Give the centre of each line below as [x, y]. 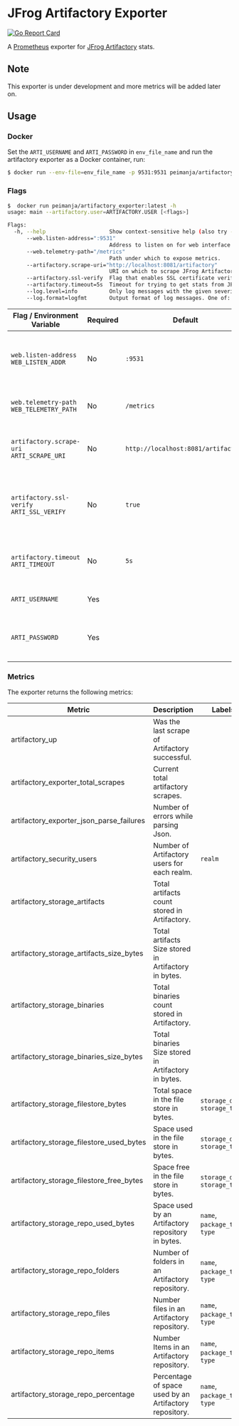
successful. [172, 758]
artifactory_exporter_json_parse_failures [78, 821]
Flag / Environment [46, 315]
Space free [171, 1167]
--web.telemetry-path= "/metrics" [76, 252]
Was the [166, 722]
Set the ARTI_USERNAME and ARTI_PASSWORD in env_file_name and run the [110, 152]
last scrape [171, 730]
